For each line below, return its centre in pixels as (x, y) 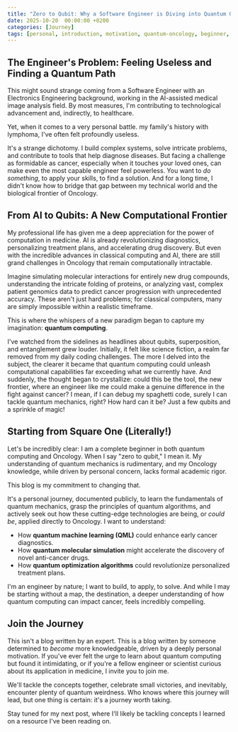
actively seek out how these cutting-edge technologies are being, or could (116, 514)
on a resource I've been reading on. (59, 721)
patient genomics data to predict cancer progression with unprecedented (114, 291)
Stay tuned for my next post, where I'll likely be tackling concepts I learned (116, 714)
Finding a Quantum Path (62, 73)
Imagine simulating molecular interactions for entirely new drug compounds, (119, 276)
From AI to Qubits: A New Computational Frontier (118, 216)
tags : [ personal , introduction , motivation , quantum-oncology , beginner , (119, 34)
